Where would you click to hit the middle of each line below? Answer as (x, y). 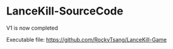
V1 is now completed (32, 28)
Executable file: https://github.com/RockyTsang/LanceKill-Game (86, 39)
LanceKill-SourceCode (65, 11)
